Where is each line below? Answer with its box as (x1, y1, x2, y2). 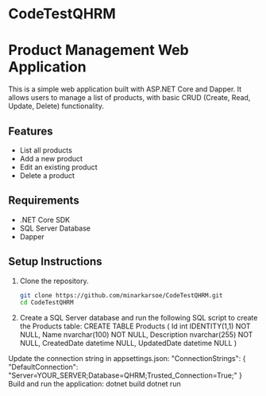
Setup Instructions (8, 255, 102, 269)
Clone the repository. (19, 276, 89, 285)
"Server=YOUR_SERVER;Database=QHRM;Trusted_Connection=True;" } (8, 371, 242, 380)
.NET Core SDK (19, 215, 71, 224)
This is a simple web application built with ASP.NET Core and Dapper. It (8, 84, 242, 94)
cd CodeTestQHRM (19, 299, 74, 307)
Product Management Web (8, 41, 189, 60)
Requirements (8, 194, 79, 208)
